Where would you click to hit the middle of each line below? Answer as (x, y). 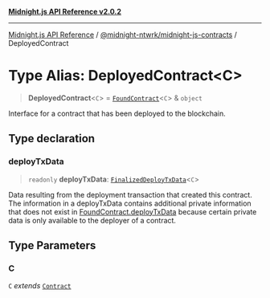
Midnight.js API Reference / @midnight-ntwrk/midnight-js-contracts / (123, 35)
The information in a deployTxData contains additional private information (130, 203)
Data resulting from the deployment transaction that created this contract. (131, 194)
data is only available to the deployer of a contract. (92, 220)
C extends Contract (40, 286)
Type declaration (51, 139)
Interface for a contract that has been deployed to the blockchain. (117, 113)
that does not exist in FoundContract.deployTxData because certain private (133, 211)
